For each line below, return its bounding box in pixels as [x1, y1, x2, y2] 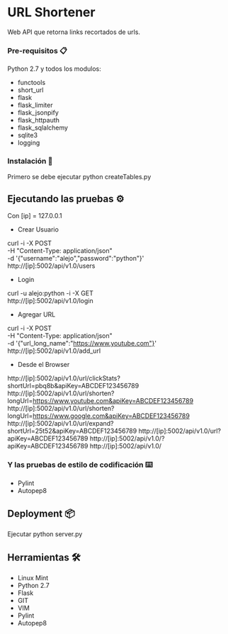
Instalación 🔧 [7, 157, 53, 166]
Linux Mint [17, 574, 49, 582]
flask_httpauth [17, 116, 60, 125]
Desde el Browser [17, 361, 70, 369]
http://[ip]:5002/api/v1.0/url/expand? [7, 419, 114, 428]
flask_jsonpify [17, 108, 59, 117]
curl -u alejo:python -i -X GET [7, 289, 93, 298]
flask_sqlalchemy [17, 123, 69, 132]
